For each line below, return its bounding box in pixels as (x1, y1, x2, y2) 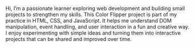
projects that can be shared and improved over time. (5, 36, 132, 42)
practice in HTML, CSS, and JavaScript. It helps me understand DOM (5, 17, 172, 24)
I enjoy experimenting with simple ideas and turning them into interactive (5, 29, 181, 36)
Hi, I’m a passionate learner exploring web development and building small (5, 5, 185, 12)
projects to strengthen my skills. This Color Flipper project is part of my (5, 11, 177, 18)
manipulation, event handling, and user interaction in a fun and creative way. (5, 23, 190, 30)
